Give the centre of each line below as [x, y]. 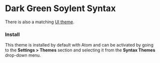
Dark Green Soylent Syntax [60, 8]
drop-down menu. [23, 55]
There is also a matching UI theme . [40, 22]
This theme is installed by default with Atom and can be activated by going [79, 45]
